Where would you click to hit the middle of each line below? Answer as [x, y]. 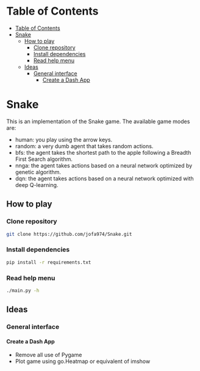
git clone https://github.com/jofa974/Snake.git [69, 234]
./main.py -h [23, 291]
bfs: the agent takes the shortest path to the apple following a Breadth [103, 152]
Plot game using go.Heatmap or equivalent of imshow [83, 361]
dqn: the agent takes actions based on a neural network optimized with [104, 178]
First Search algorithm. [44, 159]
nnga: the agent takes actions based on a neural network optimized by [104, 165]
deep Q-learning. [37, 185]
